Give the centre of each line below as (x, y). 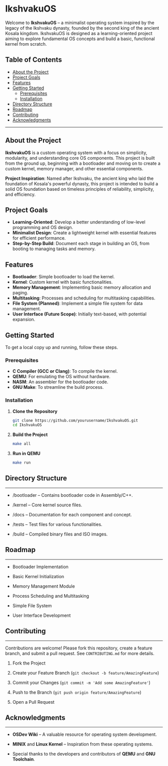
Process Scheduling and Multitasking (50, 596)
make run (21, 463)
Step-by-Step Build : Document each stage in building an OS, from (81, 244)
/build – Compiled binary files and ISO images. (60, 534)
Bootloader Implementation (40, 567)
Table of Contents (34, 60)
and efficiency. (20, 194)
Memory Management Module (43, 586)
